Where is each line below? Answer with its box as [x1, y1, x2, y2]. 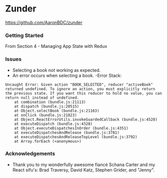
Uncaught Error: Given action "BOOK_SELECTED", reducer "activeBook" [5, 82, 153, 87]
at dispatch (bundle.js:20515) [14, 104, 79, 109]
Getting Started [5, 32, 43, 39]
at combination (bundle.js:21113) [14, 99, 86, 105]
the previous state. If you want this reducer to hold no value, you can [5, 91, 162, 96]
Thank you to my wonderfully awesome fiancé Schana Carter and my [12, 162, 155, 168]
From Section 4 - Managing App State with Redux [5, 43, 107, 49]
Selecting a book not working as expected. [12, 67, 101, 73]
